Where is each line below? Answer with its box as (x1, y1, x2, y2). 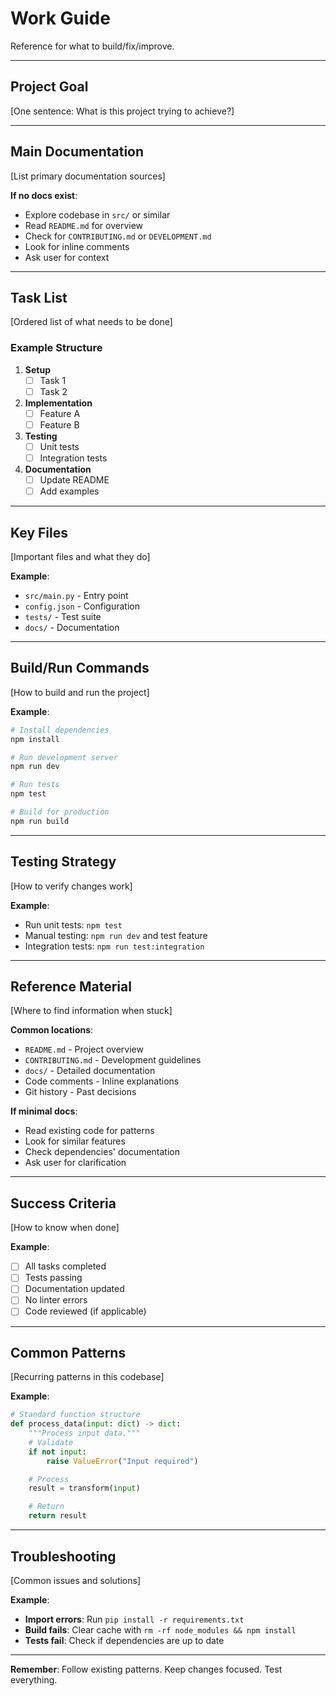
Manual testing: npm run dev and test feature (24, 929, 208, 941)
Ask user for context (24, 251, 110, 263)
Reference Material (10, 978, 132, 995)
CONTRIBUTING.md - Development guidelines (24, 1054, 202, 1066)
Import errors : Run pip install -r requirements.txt (24, 1613, 245, 1625)
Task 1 (39, 374, 67, 386)
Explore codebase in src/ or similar (24, 208, 171, 221)
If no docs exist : (10, 189, 78, 201)
